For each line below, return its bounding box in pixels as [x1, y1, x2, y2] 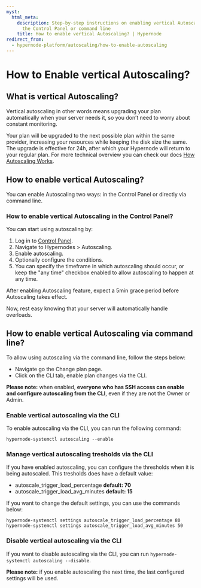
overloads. [6, 311, 33, 318]
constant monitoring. [6, 120, 58, 128]
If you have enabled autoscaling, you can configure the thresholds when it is [6, 463, 194, 471]
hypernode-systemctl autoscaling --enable [6, 437, 114, 442]
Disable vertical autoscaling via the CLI [6, 537, 122, 545]
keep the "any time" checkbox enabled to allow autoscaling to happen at [14, 269, 194, 276]
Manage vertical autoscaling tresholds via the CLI [6, 450, 154, 459]
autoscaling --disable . [32, 556, 91, 563]
